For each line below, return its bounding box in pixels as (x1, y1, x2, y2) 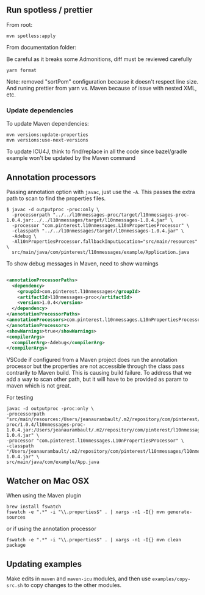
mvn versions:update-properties (6, 132, 88, 138)
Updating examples (6, 558, 82, 569)
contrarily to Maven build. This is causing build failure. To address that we (6, 369, 192, 377)
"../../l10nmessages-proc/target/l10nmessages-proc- (52, 212, 190, 218)
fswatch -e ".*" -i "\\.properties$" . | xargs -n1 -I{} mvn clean (6, 537, 182, 543)
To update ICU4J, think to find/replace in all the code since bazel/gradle (6, 148, 187, 155)
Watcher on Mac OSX (6, 475, 90, 486)
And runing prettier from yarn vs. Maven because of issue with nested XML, (6, 84, 197, 92)
